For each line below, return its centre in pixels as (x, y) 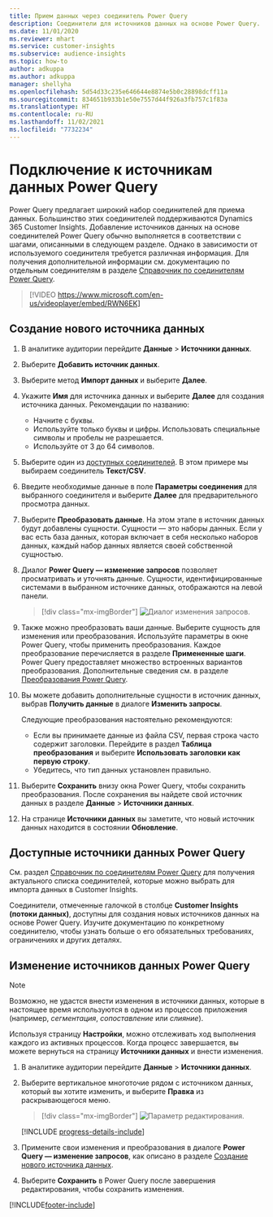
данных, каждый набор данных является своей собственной (127, 545)
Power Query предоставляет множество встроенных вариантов (132, 662)
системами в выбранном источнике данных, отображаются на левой (142, 587)
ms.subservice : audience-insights (68, 54)
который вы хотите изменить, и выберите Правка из (112, 1092)
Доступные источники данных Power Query (128, 853)
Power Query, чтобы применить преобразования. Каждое (121, 645)
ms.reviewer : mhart (42, 39)
